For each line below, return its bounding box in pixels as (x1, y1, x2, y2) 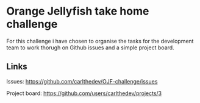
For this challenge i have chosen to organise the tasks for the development (6, 37, 194, 44)
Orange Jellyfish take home (6, 4, 149, 18)
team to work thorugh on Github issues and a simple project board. (6, 44, 175, 51)
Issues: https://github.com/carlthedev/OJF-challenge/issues (6, 77, 158, 85)
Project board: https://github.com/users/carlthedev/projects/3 (6, 90, 162, 97)
